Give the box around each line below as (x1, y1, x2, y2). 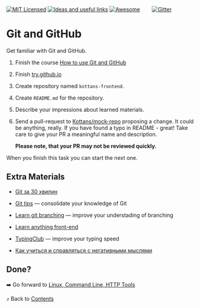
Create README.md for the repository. (15, 94, 105, 101)
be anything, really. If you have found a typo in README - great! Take (15, 124, 188, 131)
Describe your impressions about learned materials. (15, 106, 144, 113)
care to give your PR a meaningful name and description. (15, 131, 158, 138)
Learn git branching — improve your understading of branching (15, 211, 174, 219)
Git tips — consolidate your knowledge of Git (15, 199, 127, 207)
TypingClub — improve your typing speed (15, 234, 119, 242)
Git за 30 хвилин (15, 188, 58, 195)
